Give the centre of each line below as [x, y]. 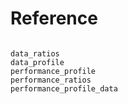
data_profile [37, 62]
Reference [54, 18]
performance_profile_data [64, 88]
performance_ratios [51, 80]
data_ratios [35, 53]
